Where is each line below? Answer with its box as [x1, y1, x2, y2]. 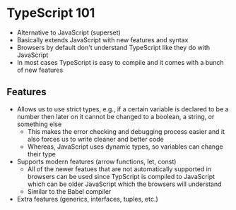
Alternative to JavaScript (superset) [16, 28, 121, 37]
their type [27, 149, 56, 158]
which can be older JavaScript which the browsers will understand [27, 180, 222, 188]
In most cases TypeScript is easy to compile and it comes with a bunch [16, 58, 224, 66]
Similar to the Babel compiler [27, 187, 112, 195]
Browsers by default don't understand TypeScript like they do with [16, 43, 211, 51]
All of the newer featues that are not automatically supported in [27, 164, 212, 173]
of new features [16, 66, 64, 74]
